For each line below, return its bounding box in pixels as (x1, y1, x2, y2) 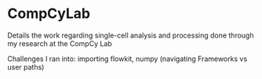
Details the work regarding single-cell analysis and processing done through (7, 31, 254, 40)
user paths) (7, 62, 45, 71)
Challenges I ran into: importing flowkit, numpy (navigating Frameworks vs (7, 54, 248, 63)
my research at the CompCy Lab (7, 38, 113, 48)
